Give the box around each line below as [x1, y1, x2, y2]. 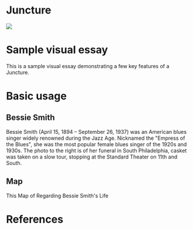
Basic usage [6, 89, 67, 103]
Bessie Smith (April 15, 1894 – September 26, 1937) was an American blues [6, 128, 187, 135]
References [6, 213, 63, 226]
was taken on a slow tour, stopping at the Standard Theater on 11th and [6, 153, 178, 160]
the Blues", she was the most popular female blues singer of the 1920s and [6, 140, 187, 147]
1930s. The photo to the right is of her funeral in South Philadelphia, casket [6, 147, 187, 154]
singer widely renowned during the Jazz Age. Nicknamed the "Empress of [6, 134, 185, 142]
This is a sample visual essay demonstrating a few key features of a [6, 62, 170, 69]
